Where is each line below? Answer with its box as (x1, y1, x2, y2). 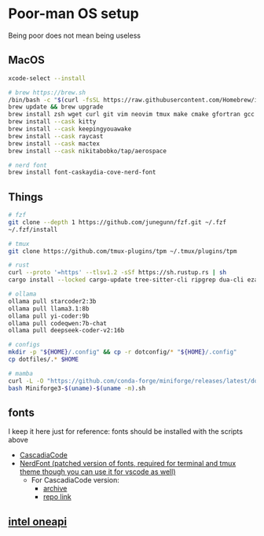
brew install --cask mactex (8, 139, 101, 148)
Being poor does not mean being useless (8, 31, 141, 40)
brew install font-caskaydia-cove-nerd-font (8, 168, 156, 177)
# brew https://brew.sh (8, 88, 86, 97)
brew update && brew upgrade (8, 103, 104, 111)
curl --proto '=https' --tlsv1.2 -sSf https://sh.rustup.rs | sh (8, 269, 226, 277)
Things (8, 190, 43, 204)
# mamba (8, 369, 34, 377)
